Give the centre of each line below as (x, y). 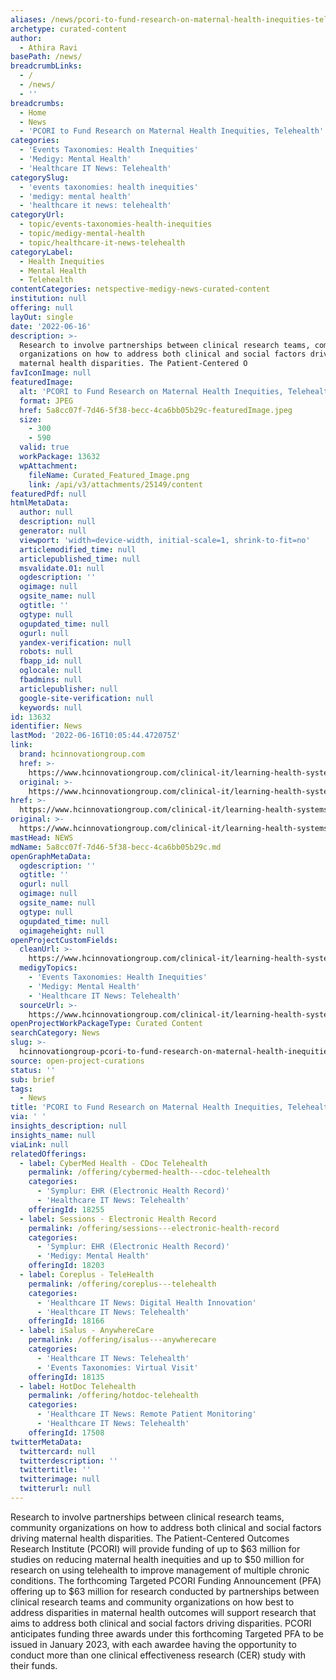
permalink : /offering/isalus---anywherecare (122, 1340)
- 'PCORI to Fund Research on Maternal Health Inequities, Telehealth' (172, 131)
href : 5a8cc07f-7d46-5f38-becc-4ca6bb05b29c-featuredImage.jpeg (156, 410)
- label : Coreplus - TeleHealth (87, 1275)
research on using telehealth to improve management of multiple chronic (160, 1570)
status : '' (33, 1070)
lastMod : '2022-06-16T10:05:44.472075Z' (96, 736)
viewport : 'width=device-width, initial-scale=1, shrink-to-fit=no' (165, 540)
